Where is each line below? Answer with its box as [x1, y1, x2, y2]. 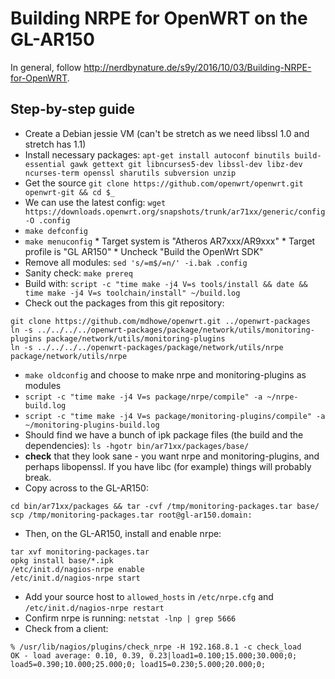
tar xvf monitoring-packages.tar [10, 547, 150, 557]
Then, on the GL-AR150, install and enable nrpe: [24, 527, 222, 539]
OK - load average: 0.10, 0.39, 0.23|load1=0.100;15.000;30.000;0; [10, 650, 298, 661]
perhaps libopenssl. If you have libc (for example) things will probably [24, 460, 312, 472]
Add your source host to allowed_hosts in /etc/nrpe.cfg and [24, 590, 274, 602]
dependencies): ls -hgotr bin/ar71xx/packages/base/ [24, 439, 250, 451]
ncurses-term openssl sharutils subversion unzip [24, 168, 237, 178]
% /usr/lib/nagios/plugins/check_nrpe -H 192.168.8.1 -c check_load [10, 642, 302, 652]
